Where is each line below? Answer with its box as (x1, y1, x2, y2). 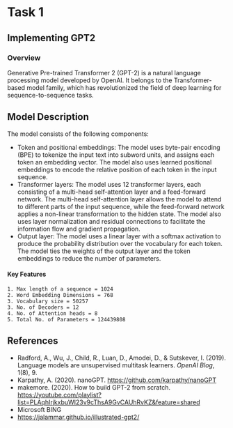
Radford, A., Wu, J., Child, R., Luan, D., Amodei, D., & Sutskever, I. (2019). (17, 353, 226, 362)
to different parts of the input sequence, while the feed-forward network (17, 202, 225, 211)
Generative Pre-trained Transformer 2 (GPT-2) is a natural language (7, 68, 202, 77)
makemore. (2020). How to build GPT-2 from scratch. (17, 383, 170, 391)
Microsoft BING (17, 405, 62, 413)
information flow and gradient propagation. (17, 224, 140, 233)
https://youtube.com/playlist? (17, 390, 102, 399)
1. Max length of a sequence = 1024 (7, 285, 113, 293)
